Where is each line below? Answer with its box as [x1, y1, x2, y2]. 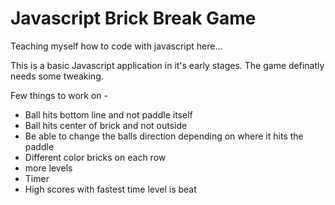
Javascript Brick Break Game [10, 7, 257, 30]
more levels [24, 162, 73, 174]
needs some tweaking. [10, 70, 104, 82]
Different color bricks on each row [24, 151, 167, 163]
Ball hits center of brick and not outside [24, 119, 188, 131]
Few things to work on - [10, 89, 108, 101]
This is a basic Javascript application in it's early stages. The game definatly [10, 59, 325, 71]
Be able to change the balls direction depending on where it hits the [24, 130, 304, 142]
